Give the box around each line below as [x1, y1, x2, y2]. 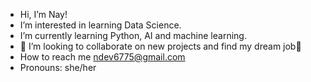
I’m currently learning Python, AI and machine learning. [19, 30, 247, 41]
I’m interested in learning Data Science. [19, 19, 182, 31]
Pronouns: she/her [19, 62, 97, 73]
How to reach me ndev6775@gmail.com [19, 51, 186, 63]
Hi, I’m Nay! [19, 9, 68, 20]
